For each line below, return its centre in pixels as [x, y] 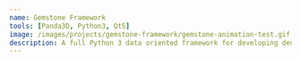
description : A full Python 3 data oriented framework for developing [144, 43]
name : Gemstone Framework [57, 17]
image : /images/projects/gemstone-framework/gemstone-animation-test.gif [150, 34]
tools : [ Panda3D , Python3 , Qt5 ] [69, 26]
